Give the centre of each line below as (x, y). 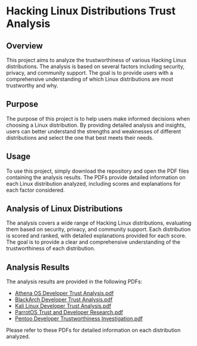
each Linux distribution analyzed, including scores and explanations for (93, 183)
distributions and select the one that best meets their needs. (80, 137)
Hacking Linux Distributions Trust (91, 11)
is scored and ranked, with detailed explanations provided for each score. (96, 236)
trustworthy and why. (32, 85)
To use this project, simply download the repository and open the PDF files (98, 171)
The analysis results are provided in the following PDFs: (74, 281)
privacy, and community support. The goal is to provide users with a (90, 73)
